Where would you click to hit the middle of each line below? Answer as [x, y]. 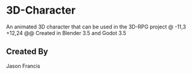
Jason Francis [23, 66]
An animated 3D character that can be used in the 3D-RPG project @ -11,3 [96, 27]
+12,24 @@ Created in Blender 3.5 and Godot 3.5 [66, 33]
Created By [27, 52]
